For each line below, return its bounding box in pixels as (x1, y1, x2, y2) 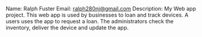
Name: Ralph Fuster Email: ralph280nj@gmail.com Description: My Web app (5, 5, 196, 12)
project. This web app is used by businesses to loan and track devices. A (5, 11, 189, 18)
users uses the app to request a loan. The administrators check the (5, 18, 174, 24)
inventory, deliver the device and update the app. (5, 24, 129, 31)
